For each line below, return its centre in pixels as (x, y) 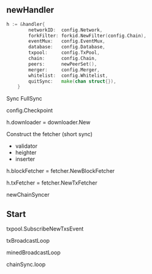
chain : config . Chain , (63, 59)
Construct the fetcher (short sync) (50, 134)
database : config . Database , (67, 47)
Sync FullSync (25, 99)
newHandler (30, 10)
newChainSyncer (28, 195)
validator (26, 146)
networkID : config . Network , (66, 30)
